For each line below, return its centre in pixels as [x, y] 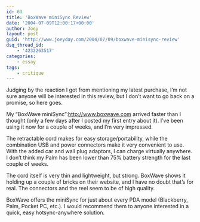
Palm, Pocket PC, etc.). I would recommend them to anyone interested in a [98, 206]
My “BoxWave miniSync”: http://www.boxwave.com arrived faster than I [93, 114]
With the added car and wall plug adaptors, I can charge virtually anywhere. [99, 151]
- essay [26, 62]
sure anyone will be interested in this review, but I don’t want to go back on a [100, 96]
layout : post [22, 34]
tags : [13, 67]
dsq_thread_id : [25, 45]
